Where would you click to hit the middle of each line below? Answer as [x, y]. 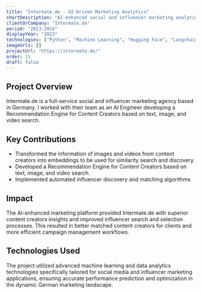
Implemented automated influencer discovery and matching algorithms [103, 180]
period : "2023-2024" [32, 29]
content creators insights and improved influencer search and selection [95, 219]
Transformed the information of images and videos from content [94, 154]
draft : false [23, 62]
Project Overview [39, 86]
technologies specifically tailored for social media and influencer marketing [99, 272]
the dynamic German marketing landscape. [60, 284]
